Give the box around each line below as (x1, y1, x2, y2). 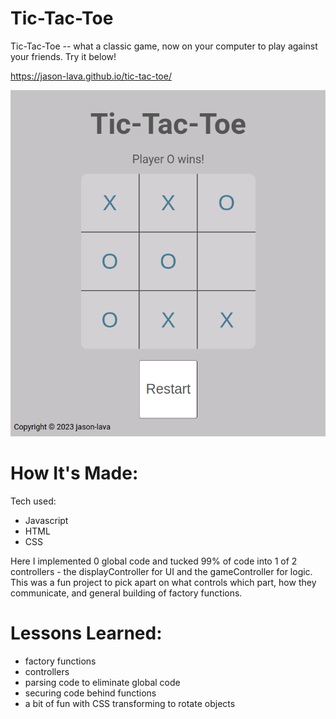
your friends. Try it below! (10, 50, 117, 62)
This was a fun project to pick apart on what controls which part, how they (10, 576, 317, 588)
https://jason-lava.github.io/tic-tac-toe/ (10, 70, 172, 82)
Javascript (24, 514, 69, 526)
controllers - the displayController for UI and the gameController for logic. (10, 565, 313, 577)
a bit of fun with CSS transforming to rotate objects (24, 697, 236, 709)
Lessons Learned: (10, 622, 163, 644)
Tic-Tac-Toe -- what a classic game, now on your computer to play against (10, 40, 318, 52)
